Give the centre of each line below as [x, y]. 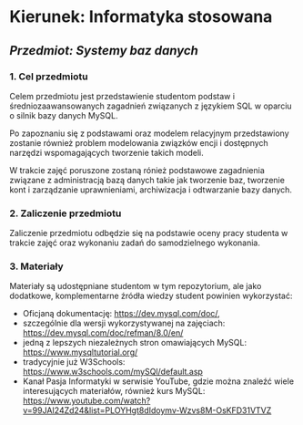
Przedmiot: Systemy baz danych [104, 51]
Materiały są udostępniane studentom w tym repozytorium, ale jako [136, 286]
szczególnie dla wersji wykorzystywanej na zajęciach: [124, 323]
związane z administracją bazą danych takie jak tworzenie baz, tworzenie [147, 180]
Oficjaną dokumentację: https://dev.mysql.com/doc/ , [121, 314]
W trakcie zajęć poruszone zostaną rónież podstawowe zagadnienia [137, 170]
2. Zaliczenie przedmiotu [66, 213]
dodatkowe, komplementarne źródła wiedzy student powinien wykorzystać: [151, 296]
